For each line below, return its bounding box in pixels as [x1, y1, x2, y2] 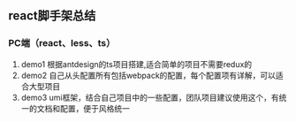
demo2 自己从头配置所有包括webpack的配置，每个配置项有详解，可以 [20, 70, 276, 80]
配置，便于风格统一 [59, 103, 130, 113]
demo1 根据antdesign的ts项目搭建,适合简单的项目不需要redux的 [20, 58, 253, 69]
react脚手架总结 [8, 8, 96, 24]
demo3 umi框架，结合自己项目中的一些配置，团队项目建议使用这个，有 [20, 92, 279, 103]
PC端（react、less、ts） [8, 37, 116, 50]
